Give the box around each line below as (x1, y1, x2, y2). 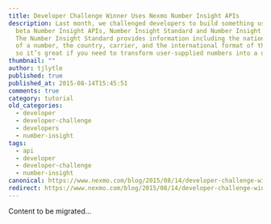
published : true (8, 72, 63, 80)
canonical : (8, 176, 45, 185)
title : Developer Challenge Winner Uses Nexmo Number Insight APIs (8, 11, 240, 20)
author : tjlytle (8, 64, 63, 73)
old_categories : (8, 102, 63, 110)
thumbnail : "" (8, 57, 56, 65)
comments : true (8, 86, 60, 95)
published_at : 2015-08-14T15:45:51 (8, 79, 128, 87)
